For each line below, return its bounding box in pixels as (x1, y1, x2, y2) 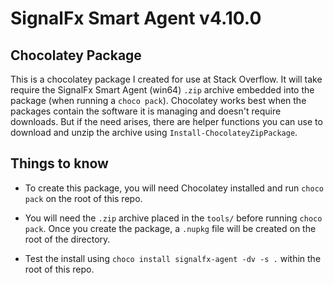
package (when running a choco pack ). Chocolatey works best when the (10, 95, 307, 106)
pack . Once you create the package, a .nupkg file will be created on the (24, 222, 317, 234)
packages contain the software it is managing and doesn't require (10, 105, 282, 117)
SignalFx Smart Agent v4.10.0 (10, 7, 262, 30)
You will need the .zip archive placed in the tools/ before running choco (24, 212, 323, 224)
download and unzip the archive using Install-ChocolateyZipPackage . (10, 127, 298, 138)
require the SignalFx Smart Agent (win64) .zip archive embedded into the (10, 84, 315, 96)
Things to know (10, 155, 109, 172)
